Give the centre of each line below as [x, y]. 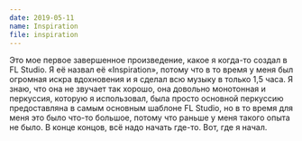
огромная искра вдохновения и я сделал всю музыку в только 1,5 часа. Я [151, 80]
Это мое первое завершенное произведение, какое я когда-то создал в [148, 61]
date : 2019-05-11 [42, 18]
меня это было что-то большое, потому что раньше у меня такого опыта [150, 117]
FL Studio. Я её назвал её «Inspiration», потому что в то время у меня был [151, 70]
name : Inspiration [44, 26]
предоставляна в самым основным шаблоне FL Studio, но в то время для [151, 108]
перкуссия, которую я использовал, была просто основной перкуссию [146, 99]
